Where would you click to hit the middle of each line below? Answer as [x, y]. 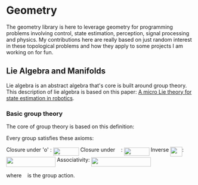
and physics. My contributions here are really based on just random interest [99, 39]
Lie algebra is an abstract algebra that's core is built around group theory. [97, 85]
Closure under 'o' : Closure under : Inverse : [95, 150]
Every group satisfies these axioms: [50, 138]
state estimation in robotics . [40, 98]
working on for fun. [30, 52]
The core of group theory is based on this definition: [70, 127]
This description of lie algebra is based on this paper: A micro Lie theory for [99, 92]
